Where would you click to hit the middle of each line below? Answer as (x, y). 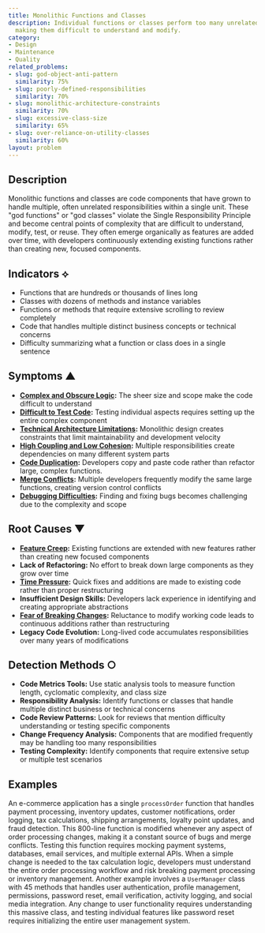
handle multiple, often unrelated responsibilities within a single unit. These (129, 207)
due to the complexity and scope (73, 504)
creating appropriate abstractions (74, 607)
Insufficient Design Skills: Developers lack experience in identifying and (138, 598)
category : (24, 37)
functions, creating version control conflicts (90, 487)
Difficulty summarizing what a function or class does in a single (123, 343)
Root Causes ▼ (47, 529)
